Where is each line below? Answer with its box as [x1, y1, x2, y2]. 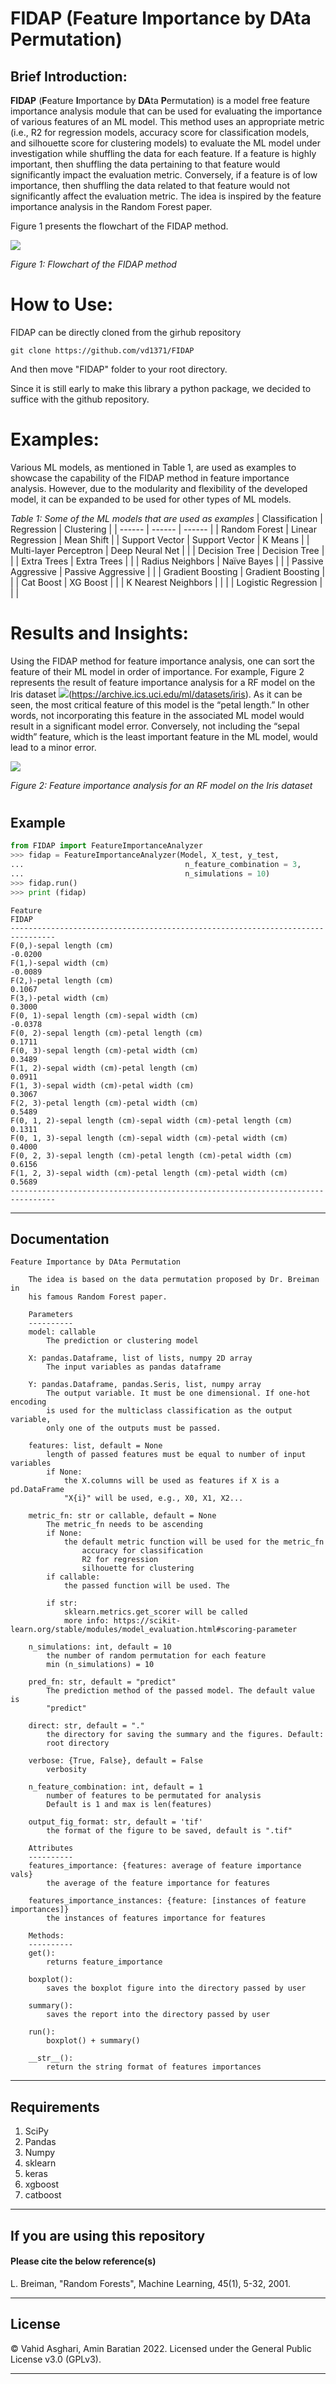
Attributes [28, 1843, 74, 1854]
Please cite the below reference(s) [10, 2255, 157, 2267]
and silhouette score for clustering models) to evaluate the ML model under [10, 137, 321, 149]
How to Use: [10, 293, 114, 316]
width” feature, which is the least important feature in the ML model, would [10, 730, 318, 742]
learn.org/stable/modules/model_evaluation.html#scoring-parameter [10, 1625, 298, 1635]
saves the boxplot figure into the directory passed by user [46, 1983, 307, 1994]
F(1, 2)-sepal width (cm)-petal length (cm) [10, 1063, 199, 1073]
